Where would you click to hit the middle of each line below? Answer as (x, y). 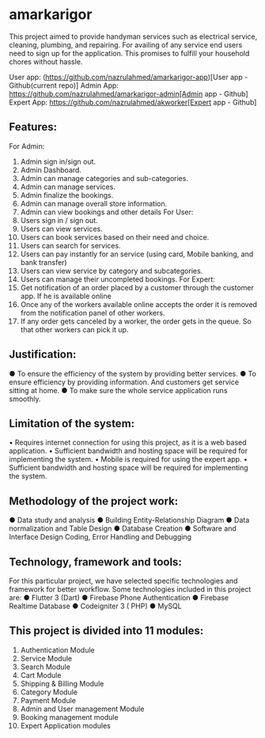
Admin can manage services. (68, 187)
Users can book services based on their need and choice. (115, 237)
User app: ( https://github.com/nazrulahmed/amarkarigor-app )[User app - (129, 77)
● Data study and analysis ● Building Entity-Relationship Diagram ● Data (129, 520)
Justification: (43, 355)
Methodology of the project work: (94, 501)
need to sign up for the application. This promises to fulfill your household (129, 53)
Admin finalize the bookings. (67, 195)
